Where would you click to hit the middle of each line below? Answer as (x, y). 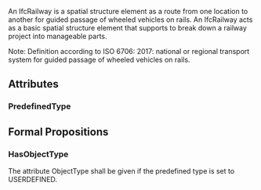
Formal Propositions (58, 132)
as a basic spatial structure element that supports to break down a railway (127, 28)
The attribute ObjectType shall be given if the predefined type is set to (121, 171)
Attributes (33, 84)
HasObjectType (38, 154)
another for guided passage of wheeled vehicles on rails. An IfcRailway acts (130, 20)
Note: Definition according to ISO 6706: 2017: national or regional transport (129, 51)
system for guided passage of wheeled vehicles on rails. (99, 59)
